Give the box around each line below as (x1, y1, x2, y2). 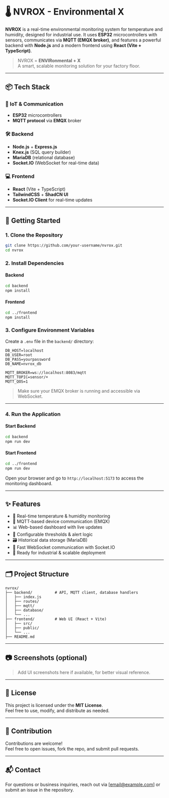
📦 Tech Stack (5, 83, 50, 91)
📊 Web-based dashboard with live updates (12, 524, 103, 530)
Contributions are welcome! (5, 740, 63, 746)
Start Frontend (5, 450, 37, 456)
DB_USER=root (5, 352, 33, 357)
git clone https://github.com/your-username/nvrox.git (5, 243, 123, 248)
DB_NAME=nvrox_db (5, 361, 42, 366)
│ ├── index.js (5, 594, 42, 600)
